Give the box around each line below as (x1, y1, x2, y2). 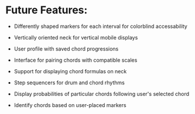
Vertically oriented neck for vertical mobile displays (13, 34, 138, 41)
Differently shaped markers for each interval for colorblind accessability (13, 23, 188, 30)
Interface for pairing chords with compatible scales (13, 56, 138, 63)
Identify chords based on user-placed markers (13, 101, 126, 108)
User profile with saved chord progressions (13, 45, 119, 52)
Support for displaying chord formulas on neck (13, 67, 127, 74)
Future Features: (5, 3, 88, 17)
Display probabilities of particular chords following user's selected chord (13, 90, 190, 97)
